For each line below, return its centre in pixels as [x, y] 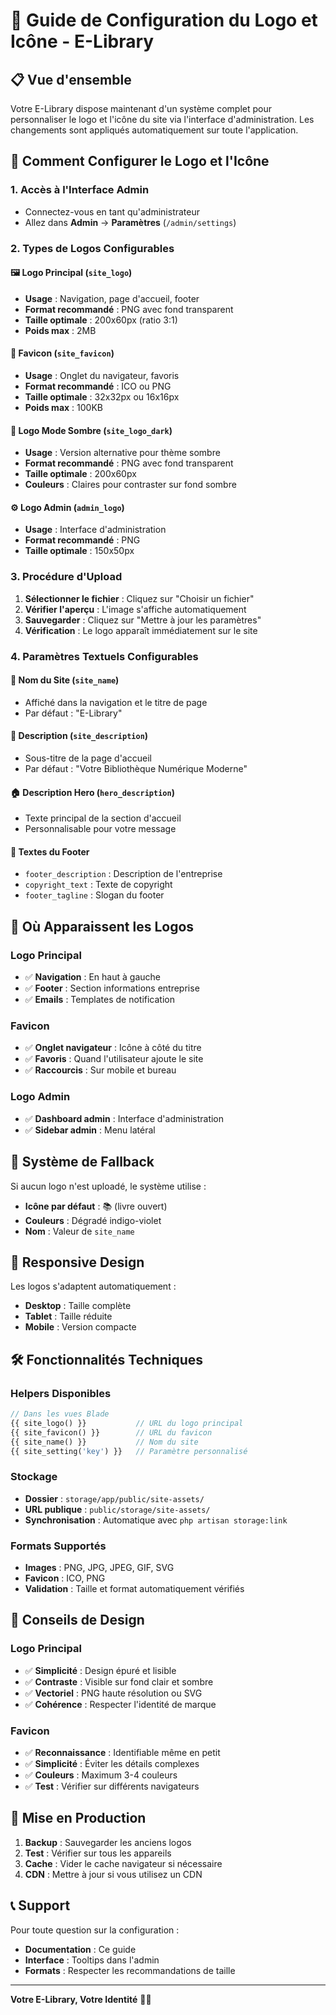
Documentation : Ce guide [80, 1949]
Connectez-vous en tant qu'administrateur [112, 211]
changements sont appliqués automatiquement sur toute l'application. [154, 130]
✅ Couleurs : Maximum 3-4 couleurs [101, 1775]
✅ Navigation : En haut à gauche [92, 977]
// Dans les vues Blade [60, 1414]
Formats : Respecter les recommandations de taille [130, 1970]
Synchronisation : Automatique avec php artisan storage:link [156, 1520]
